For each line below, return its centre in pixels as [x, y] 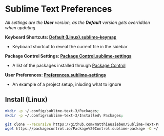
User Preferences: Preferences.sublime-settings [56, 75]
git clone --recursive [28, 124]
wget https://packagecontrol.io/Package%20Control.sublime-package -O [78, 129]
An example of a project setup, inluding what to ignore [67, 84]
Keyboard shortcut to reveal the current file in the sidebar [70, 46]
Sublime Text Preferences [59, 9]
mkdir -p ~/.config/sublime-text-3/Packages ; [52, 111]
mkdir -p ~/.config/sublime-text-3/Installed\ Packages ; [64, 116]
